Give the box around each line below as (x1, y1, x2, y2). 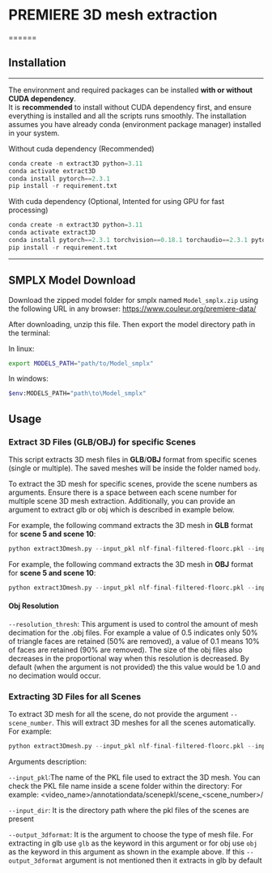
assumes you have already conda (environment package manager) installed (8, 119, 261, 129)
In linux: (8, 343, 35, 353)
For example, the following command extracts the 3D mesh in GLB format (8, 521, 253, 530)
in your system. (8, 128, 60, 138)
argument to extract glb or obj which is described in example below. (8, 505, 235, 514)
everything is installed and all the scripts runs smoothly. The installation (8, 111, 247, 121)
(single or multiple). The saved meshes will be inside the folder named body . (8, 463, 261, 473)
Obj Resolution (8, 601, 59, 611)
